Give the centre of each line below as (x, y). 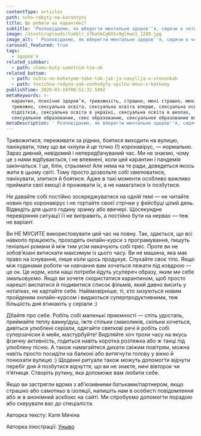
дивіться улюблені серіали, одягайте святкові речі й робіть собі (88, 328)
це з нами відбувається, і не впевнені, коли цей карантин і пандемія (94, 160)
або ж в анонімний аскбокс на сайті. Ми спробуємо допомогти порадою (99, 397)
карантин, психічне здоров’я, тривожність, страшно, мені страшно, (98, 101)
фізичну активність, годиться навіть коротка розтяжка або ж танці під (96, 341)
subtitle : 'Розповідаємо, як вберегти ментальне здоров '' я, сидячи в (95, 28)
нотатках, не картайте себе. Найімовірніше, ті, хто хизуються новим (94, 291)
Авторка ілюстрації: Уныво (40, 427)
